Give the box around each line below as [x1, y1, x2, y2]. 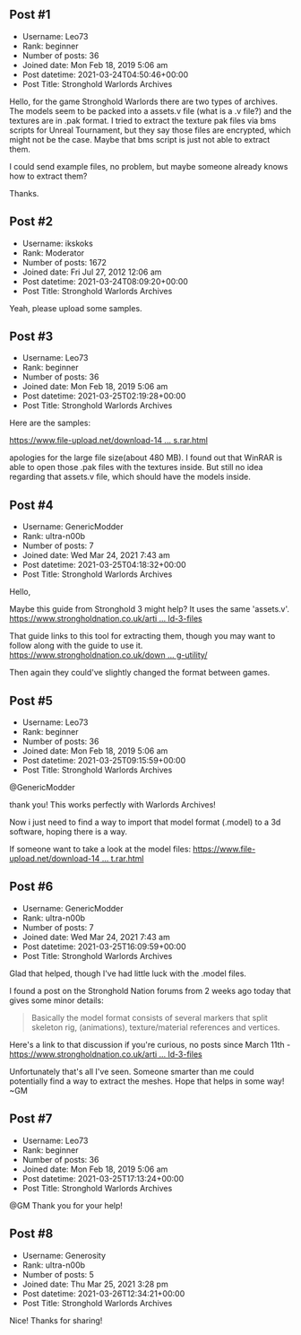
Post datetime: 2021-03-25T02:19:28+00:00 [21, 390, 186, 402]
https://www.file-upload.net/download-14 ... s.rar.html [9, 435, 209, 446]
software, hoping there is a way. [9, 826, 128, 837]
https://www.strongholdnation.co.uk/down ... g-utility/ [9, 650, 208, 660]
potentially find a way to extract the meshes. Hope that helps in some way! [9, 1076, 285, 1086]
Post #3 [9, 329, 54, 345]
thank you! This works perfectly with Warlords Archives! [9, 799, 217, 810]
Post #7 [9, 1112, 53, 1127]
